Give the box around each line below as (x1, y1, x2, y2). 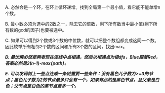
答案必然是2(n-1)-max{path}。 (5, 61, 69, 66)
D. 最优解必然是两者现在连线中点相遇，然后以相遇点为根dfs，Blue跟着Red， (5, 54, 161, 60)
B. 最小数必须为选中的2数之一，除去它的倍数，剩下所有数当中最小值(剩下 (5, 21, 153, 27)
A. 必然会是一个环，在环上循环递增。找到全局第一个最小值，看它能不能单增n (5, 4, 161, 10)
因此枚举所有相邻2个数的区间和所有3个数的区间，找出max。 (5, 44, 127, 49)
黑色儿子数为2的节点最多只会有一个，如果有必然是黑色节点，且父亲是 (13, 77, 155, 83)
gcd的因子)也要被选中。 (18, 27, 67, 33)
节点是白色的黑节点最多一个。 (18, 83, 79, 89)
